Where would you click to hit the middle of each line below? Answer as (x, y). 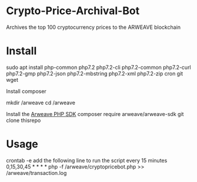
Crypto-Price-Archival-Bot (73, 11)
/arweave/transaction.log (36, 173)
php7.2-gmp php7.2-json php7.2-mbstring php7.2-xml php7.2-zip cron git (95, 73)
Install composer (26, 91)
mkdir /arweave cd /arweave (41, 102)
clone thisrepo (24, 120)
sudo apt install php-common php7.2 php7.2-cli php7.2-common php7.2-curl (98, 67)
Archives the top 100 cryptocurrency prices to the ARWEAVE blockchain (94, 27)
